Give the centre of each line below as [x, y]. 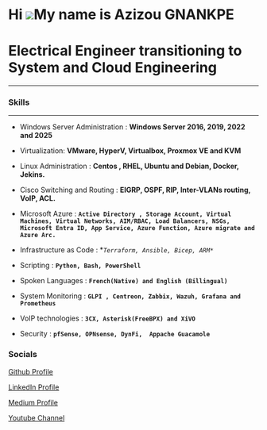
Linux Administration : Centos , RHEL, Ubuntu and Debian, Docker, [130, 166]
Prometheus [38, 304]
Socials [23, 355]
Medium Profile [33, 402]
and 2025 [36, 136]
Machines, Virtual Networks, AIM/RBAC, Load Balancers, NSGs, [125, 221]
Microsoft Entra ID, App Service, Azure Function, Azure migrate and [137, 228]
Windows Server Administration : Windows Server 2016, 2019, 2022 [132, 127]
